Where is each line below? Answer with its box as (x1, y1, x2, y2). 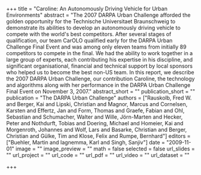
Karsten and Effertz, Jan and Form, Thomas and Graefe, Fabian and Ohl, (6, 107, 185, 114)
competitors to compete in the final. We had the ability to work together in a (6, 50, 193, 56)
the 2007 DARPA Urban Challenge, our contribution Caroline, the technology (6, 75, 195, 82)
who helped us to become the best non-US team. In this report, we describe (6, 69, 194, 76)
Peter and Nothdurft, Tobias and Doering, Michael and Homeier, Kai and (6, 120, 184, 126)
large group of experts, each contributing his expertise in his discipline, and (6, 56, 193, 63)
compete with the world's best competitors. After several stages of (6, 31, 172, 38)
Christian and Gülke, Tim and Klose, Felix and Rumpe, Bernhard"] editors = (6, 132, 191, 140)
